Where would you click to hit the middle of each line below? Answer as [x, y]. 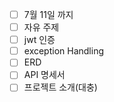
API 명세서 [44, 75]
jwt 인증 [39, 40]
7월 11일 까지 [48, 14]
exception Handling [64, 51]
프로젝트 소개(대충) [60, 87]
